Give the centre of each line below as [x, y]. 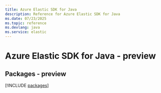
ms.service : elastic [26, 32]
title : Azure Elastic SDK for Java [41, 9]
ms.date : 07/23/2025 [26, 18]
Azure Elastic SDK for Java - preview [80, 56]
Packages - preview [36, 74]
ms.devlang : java [23, 28]
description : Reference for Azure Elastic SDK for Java [63, 14]
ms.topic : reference [26, 23]
